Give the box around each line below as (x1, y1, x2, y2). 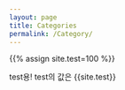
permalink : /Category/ (9, 29, 93, 38)
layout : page (9, 12, 58, 22)
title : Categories (9, 21, 77, 30)
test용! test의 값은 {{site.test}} (9, 71, 117, 82)
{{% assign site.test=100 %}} (9, 54, 115, 64)
